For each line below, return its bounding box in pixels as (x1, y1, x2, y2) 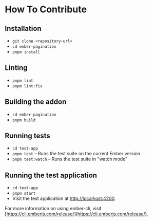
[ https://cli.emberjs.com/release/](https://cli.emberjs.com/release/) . (5, 211, 148, 217)
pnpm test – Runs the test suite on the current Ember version (12, 151, 141, 157)
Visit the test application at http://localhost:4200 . (12, 195, 116, 201)
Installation (5, 24, 42, 33)
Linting (5, 63, 28, 72)
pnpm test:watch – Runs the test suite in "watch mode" (12, 156, 128, 162)
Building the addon (5, 98, 67, 106)
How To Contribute (5, 4, 87, 15)
